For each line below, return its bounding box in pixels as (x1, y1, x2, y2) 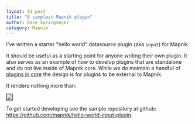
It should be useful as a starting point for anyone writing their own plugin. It (6, 52, 187, 59)
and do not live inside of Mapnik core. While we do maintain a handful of (6, 65, 180, 72)
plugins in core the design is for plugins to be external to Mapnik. (6, 71, 163, 78)
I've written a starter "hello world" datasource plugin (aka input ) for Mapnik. (6, 41, 190, 48)
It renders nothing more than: (6, 82, 77, 89)
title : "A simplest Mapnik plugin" (6, 14, 93, 20)
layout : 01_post (6, 8, 46, 15)
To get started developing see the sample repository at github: (6, 105, 157, 112)
